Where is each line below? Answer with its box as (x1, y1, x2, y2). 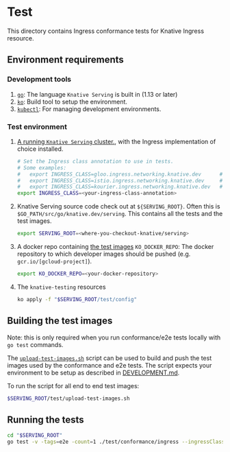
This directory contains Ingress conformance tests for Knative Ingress (7, 27, 204, 35)
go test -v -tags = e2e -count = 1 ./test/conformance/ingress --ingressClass (7, 438, 225, 446)
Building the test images (7, 315, 113, 326)
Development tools (7, 75, 72, 84)
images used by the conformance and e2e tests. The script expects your (7, 361, 212, 369)
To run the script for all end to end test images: (7, 381, 140, 390)
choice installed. (16, 145, 64, 153)
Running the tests (7, 414, 84, 425)
